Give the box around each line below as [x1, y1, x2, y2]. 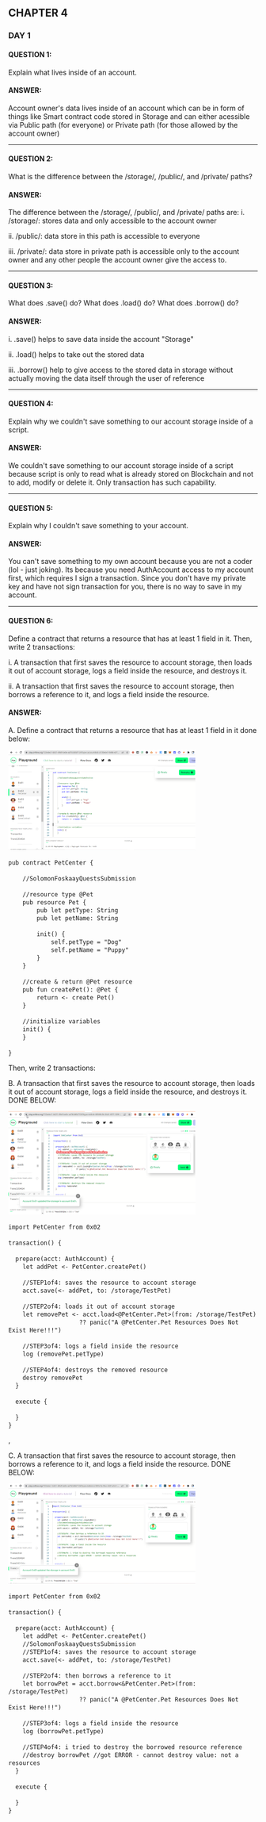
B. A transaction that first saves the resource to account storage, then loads [8, 1079, 256, 1088]
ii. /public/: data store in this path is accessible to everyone [8, 232, 200, 241]
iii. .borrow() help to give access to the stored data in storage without [8, 365, 234, 374]
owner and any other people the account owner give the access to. [8, 255, 227, 265]
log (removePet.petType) [22, 1350, 104, 1358]
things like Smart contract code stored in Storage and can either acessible [8, 111, 250, 121]
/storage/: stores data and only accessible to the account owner [8, 216, 217, 225]
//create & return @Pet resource [22, 978, 133, 986]
